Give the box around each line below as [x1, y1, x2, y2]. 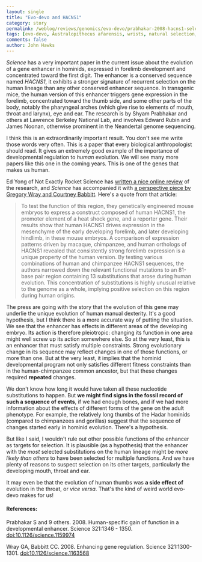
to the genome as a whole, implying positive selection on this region [20, 285, 189, 292]
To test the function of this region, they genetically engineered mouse [20, 202, 194, 209]
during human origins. [20, 292, 76, 299]
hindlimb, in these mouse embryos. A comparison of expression [20, 234, 179, 241]
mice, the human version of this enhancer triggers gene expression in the [6, 91, 188, 98]
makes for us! [20, 491, 54, 499]
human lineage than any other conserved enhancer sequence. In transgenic [6, 84, 194, 91]
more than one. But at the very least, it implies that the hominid [6, 354, 162, 361]
